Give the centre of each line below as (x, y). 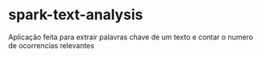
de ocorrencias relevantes (51, 45)
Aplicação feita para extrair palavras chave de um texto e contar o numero (131, 37)
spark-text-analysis (76, 15)
